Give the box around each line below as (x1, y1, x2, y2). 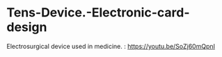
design (6, 19, 47, 35)
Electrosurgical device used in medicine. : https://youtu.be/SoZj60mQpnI (6, 42, 216, 50)
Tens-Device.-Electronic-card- (6, 5, 190, 21)
